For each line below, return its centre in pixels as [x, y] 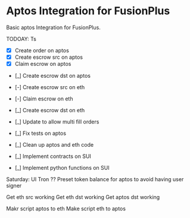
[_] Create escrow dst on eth [50, 110]
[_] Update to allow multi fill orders [57, 122]
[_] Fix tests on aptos [41, 133]
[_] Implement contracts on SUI [53, 156]
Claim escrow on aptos [43, 64]
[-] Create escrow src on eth [50, 87]
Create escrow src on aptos [49, 57]
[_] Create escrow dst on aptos [53, 76]
